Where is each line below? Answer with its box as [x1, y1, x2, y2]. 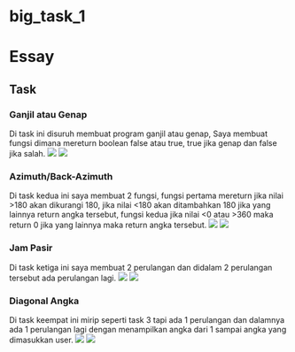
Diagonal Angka [9, 295, 80, 307]
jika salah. [9, 149, 46, 159]
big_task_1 [9, 6, 86, 27]
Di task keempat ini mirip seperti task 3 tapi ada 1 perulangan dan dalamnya [9, 314, 285, 325]
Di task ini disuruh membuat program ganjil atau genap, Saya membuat [9, 128, 268, 139]
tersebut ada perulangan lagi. [9, 272, 117, 283]
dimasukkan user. [9, 334, 74, 345]
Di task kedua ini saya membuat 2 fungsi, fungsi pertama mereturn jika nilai [9, 190, 283, 201]
